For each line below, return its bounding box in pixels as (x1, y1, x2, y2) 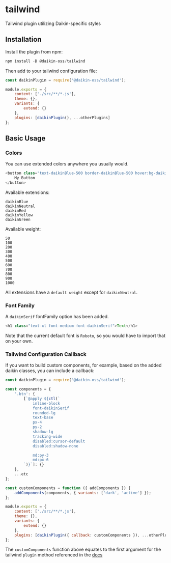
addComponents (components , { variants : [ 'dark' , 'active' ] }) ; (14, 490, 152, 495)
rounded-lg (32, 410, 56, 415)
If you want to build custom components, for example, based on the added (5, 362, 162, 369)
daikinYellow (5, 212, 33, 217)
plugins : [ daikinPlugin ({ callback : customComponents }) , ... (14, 532, 149, 538)
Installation (5, 35, 42, 44)
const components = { (5, 387, 51, 392)
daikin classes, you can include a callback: (5, 368, 95, 374)
